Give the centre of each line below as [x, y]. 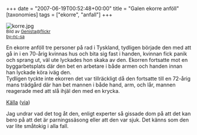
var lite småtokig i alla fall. [37, 126]
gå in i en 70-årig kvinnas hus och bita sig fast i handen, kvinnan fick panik [96, 54]
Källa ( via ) [18, 102]
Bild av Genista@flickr [29, 32]
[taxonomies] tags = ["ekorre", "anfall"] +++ [59, 15]
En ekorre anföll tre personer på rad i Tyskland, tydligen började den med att [99, 47]
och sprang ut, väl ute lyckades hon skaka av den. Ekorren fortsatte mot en [97, 60]
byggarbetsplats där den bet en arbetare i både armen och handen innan [94, 66]
